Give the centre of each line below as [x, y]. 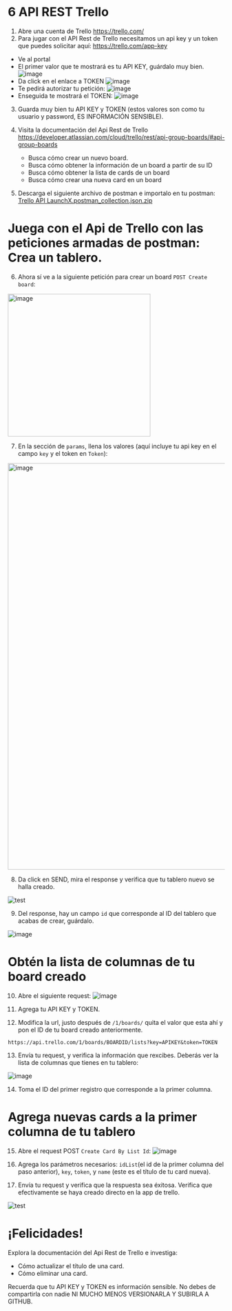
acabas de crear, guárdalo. [56, 921]
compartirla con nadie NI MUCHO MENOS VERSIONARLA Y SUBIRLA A [108, 1294]
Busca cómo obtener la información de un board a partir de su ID [120, 165]
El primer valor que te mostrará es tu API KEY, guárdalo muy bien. [111, 66]
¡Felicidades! [45, 1233]
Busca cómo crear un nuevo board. [78, 158]
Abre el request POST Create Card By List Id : [84, 1151]
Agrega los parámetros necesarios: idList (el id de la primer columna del [121, 1164]
